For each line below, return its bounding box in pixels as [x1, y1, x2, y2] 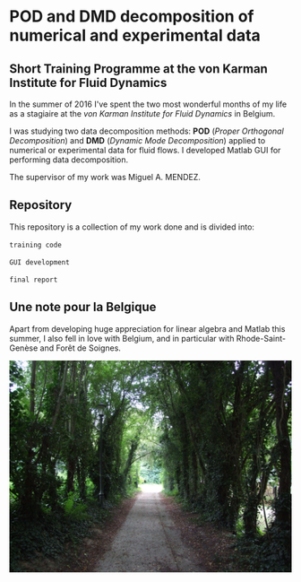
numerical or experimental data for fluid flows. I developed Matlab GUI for [9, 145, 281, 155]
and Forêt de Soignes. [39, 343, 121, 353]
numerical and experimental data [9, 25, 262, 46]
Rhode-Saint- [236, 333, 287, 343]
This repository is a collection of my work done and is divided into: [9, 222, 255, 232]
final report [9, 275, 58, 284]
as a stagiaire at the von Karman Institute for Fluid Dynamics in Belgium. [9, 109, 276, 118]
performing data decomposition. [9, 154, 129, 165]
